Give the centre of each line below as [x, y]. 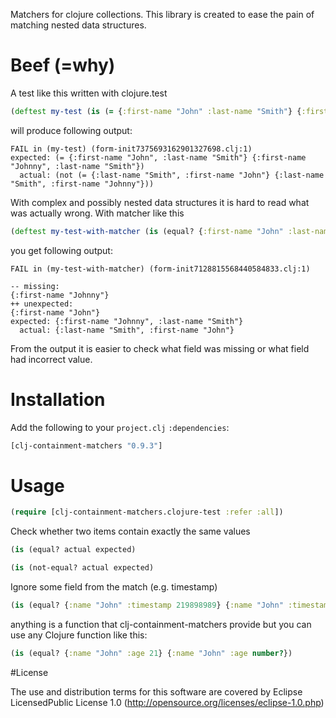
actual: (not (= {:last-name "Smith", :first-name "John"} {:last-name [172, 175]
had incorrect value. [51, 359]
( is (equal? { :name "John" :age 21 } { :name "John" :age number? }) [151, 653]
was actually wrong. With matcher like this [97, 213]
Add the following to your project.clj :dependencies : [120, 427]
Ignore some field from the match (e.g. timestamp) [114, 587]
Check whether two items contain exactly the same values [130, 531]
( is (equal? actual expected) [73, 550]
